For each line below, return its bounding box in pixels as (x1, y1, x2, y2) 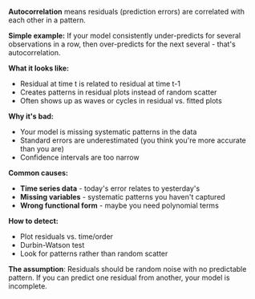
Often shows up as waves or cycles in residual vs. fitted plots (19, 96, 222, 105)
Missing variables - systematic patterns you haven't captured (19, 192, 226, 201)
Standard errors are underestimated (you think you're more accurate (19, 135, 247, 145)
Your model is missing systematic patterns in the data (19, 127, 197, 136)
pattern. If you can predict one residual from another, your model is (8, 273, 230, 282)
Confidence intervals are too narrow (19, 152, 140, 162)
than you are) (19, 144, 64, 153)
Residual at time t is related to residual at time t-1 (19, 79, 181, 88)
